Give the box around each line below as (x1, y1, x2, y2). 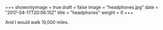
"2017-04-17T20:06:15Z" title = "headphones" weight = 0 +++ (5, 9, 133, 15)
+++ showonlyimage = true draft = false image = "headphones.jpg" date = (5, 4, 158, 10)
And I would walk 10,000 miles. (5, 19, 69, 25)
